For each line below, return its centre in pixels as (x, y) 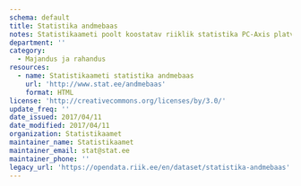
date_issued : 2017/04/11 (56, 117)
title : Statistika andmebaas (64, 26)
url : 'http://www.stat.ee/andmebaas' (96, 84)
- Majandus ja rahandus (61, 59)
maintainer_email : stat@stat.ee (69, 150)
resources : (30, 68)
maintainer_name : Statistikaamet (72, 142)
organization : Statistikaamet (66, 134)
